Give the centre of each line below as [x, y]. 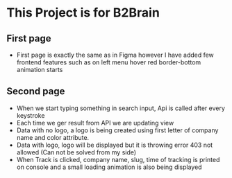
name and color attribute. [53, 137]
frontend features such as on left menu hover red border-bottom [109, 62]
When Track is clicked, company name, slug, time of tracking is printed [118, 159]
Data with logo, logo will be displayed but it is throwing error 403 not [115, 145]
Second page [36, 91]
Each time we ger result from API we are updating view [95, 123]
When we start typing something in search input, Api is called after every [121, 108]
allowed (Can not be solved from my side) [76, 152]
